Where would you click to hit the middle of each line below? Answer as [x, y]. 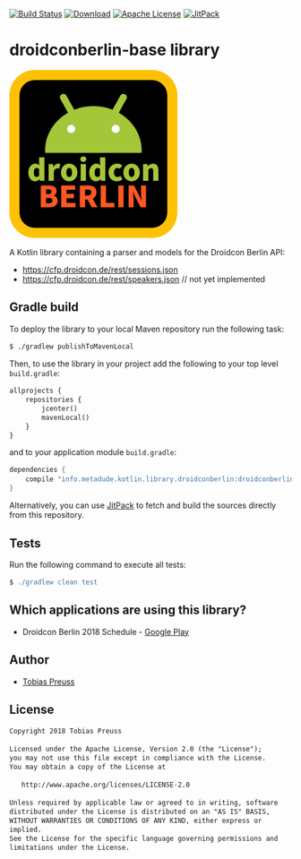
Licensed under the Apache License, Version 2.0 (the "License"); [136, 749]
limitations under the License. [69, 848]
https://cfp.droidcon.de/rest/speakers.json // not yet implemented [144, 279]
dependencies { [38, 469]
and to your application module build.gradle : [93, 451]
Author [29, 660]
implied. [26, 830]
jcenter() [60, 408]
